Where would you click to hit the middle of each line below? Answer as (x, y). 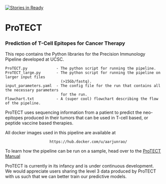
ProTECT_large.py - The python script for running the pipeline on (83, 73)
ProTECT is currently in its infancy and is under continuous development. (80, 166)
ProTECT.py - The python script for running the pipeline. (81, 69)
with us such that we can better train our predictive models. (66, 177)
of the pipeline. (23, 103)
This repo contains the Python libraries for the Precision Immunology (75, 54)
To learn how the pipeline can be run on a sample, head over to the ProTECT (83, 151)
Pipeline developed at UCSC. (35, 59)
